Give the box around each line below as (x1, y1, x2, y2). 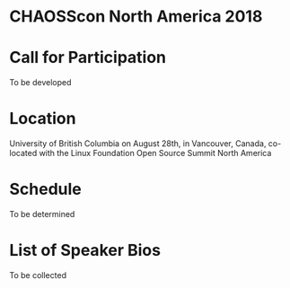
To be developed (9, 77, 72, 88)
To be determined (9, 209, 75, 219)
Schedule (9, 179, 83, 199)
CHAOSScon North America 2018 (9, 6, 263, 27)
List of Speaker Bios (9, 240, 162, 261)
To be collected (9, 269, 67, 280)
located (9, 148, 38, 159)
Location (9, 109, 76, 129)
